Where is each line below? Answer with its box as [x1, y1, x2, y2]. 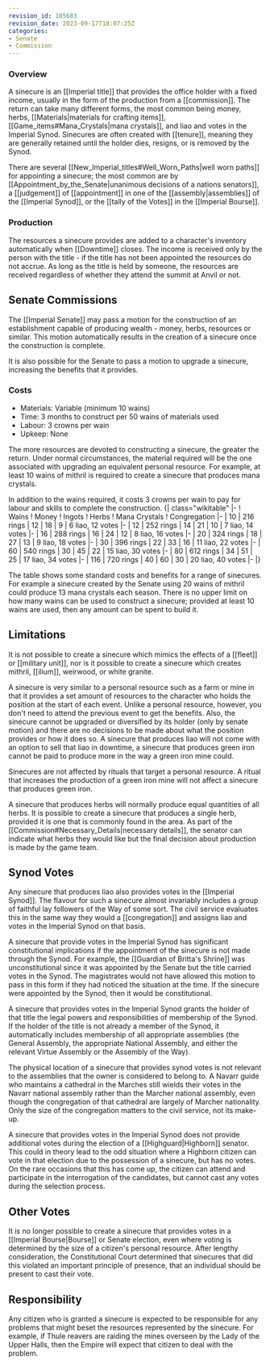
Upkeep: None [19, 429, 69, 439]
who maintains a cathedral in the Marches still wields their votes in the [8, 1080, 242, 1090]
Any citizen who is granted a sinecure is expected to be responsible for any [8, 1314, 259, 1324]
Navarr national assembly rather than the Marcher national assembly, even [8, 1088, 256, 1099]
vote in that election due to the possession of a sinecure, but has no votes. [8, 1156, 256, 1166]
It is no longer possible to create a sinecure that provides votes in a [8, 1226, 231, 1236]
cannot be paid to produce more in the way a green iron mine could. [8, 750, 235, 760]
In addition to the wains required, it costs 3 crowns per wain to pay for [8, 494, 241, 504]
